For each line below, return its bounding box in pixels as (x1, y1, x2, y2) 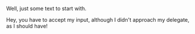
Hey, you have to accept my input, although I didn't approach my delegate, (6, 16, 190, 23)
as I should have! (6, 23, 48, 29)
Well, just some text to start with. (6, 5, 86, 12)
